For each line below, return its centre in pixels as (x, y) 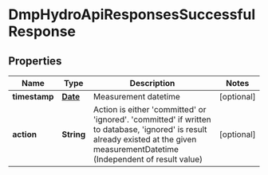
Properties (35, 61)
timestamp (33, 97)
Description (152, 83)
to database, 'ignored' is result (150, 129)
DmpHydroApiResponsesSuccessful (132, 15)
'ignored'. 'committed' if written (152, 119)
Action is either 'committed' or (150, 109)
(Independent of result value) (148, 159)
